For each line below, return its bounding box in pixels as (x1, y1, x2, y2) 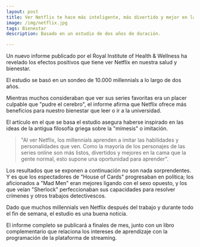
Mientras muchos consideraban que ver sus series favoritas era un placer (6, 95, 187, 102)
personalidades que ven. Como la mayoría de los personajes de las (20, 143, 186, 150)
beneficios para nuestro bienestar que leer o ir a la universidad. (6, 107, 162, 114)
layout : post (6, 8, 39, 15)
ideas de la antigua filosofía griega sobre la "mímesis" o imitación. (6, 125, 168, 132)
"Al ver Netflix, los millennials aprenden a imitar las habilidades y (20, 136, 179, 143)
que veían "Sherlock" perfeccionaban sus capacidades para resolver (6, 186, 176, 193)
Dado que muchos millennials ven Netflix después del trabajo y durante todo (6, 204, 193, 211)
